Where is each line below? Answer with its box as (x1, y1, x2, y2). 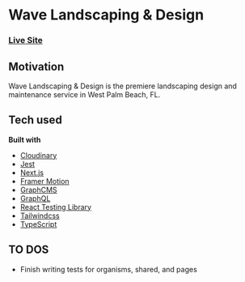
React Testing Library (19, 202, 91, 211)
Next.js (19, 168, 44, 177)
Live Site (8, 35, 43, 46)
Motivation (8, 59, 65, 74)
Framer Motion (19, 176, 70, 186)
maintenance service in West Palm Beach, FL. (8, 89, 161, 99)
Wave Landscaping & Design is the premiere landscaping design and (8, 81, 237, 91)
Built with (8, 135, 41, 144)
